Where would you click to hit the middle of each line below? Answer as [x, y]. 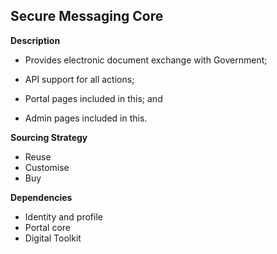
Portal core [47, 227]
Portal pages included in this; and [93, 98]
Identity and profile [63, 216]
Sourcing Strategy [49, 137]
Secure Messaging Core [87, 16]
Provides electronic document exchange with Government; [146, 60]
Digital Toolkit [53, 238]
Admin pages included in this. [86, 118]
